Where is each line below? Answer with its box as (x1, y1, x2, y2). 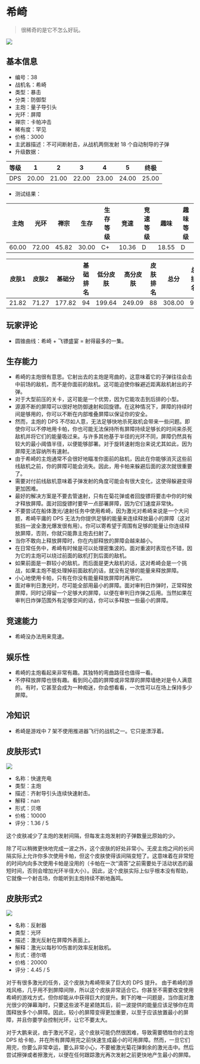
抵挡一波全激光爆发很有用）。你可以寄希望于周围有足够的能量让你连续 (14, 522, 185, 529)
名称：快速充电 (14, 774, 52, 781)
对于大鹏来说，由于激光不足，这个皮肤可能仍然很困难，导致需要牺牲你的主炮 (6, 1029, 194, 1036)
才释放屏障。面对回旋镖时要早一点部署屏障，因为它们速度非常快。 (14, 500, 177, 507)
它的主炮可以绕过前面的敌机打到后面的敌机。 (20, 552, 130, 559)
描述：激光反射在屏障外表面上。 (14, 936, 93, 944)
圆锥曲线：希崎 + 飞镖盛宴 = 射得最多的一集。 (14, 337, 127, 345)
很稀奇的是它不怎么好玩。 (20, 26, 84, 33)
